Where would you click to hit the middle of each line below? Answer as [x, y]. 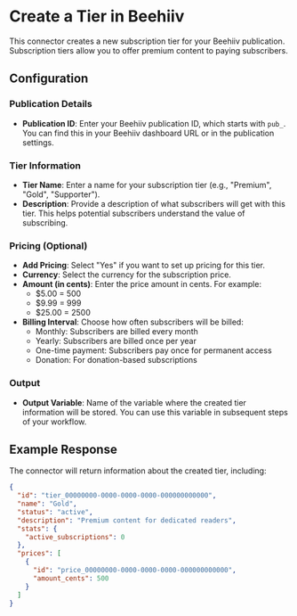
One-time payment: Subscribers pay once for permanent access [154, 350]
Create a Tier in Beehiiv [97, 16]
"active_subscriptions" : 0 [75, 537]
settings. [38, 142]
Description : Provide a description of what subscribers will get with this [154, 203]
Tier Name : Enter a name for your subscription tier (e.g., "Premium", [147, 185]
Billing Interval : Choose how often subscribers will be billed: [133, 322]
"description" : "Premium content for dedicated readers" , [127, 520]
